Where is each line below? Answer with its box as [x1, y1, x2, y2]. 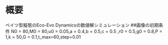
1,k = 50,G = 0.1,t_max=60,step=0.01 [5, 33, 81, 40]
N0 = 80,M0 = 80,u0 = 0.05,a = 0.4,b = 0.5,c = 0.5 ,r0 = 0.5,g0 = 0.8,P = [11, 28, 163, 34]
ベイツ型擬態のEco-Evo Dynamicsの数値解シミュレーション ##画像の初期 [5, 22, 159, 28]
